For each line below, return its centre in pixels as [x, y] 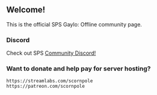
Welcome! [26, 10]
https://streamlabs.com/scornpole [50, 81]
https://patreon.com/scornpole [46, 87]
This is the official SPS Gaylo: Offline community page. [74, 24]
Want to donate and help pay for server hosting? [78, 69]
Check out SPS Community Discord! [51, 53]
